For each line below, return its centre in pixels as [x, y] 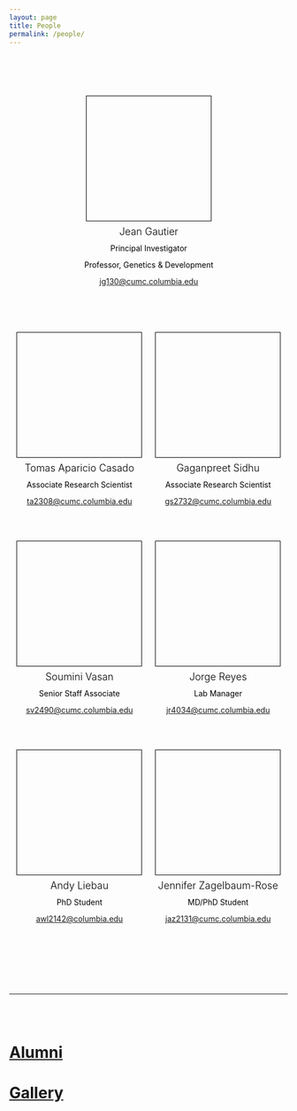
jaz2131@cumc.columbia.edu [218, 919]
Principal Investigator [148, 248]
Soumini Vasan [80, 677]
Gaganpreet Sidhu [218, 468]
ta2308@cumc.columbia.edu [79, 501]
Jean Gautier [148, 232]
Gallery [36, 1093]
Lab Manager [218, 694]
